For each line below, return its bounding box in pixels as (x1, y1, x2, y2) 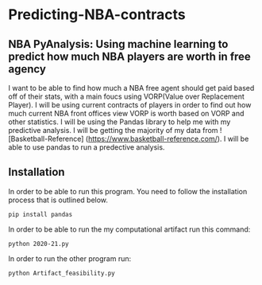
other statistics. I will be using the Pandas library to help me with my (8, 117, 231, 127)
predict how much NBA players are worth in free (8, 49, 252, 63)
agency (8, 62, 46, 76)
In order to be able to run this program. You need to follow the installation (8, 186, 248, 196)
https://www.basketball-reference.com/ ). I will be (87, 134, 249, 143)
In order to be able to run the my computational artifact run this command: (8, 224, 251, 234)
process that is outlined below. (8, 195, 109, 205)
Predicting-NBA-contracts (8, 6, 187, 24)
